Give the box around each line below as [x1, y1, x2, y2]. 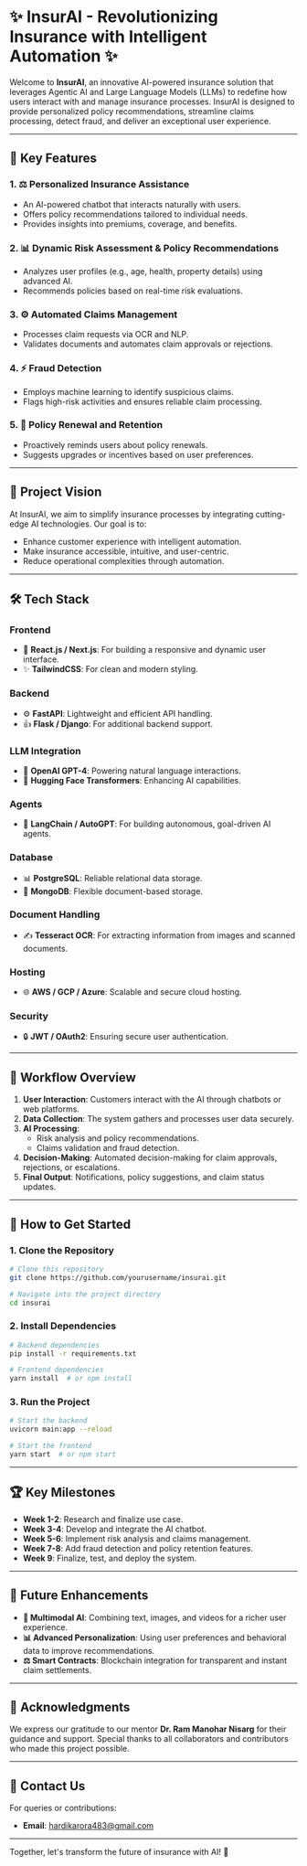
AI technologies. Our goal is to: [30, 518, 147, 529]
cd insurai [9, 1298, 51, 1307]
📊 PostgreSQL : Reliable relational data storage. [22, 872, 203, 883]
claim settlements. [22, 1664, 92, 1675]
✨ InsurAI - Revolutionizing [9, 6, 218, 27]
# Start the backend [9, 1416, 89, 1425]
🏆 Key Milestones [9, 1485, 116, 1500]
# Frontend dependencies [9, 1365, 104, 1375]
